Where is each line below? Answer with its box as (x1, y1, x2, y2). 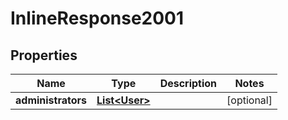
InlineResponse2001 (10, 7, 185, 30)
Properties (10, 47, 78, 64)
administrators (15, 93, 88, 107)
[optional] (226, 93, 273, 107)
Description (159, 77, 218, 90)
